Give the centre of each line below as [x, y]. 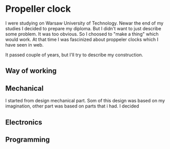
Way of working [31, 71]
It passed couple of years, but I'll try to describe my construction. [74, 55]
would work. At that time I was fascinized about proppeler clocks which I [82, 39]
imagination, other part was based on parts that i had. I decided [72, 106]
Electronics [24, 122]
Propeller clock [38, 9]
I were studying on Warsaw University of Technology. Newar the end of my [84, 23]
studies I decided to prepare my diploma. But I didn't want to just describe [83, 28]
